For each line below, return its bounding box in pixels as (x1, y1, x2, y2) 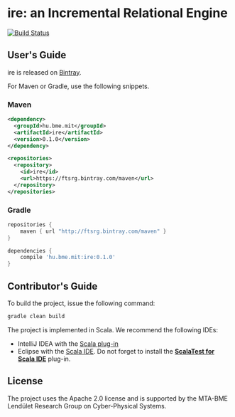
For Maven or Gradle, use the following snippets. (7, 82, 150, 90)
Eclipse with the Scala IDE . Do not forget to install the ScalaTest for (17, 347, 215, 355)
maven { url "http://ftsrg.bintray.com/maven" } (20, 228, 167, 235)
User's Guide (7, 49, 67, 61)
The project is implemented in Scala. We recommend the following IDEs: (7, 325, 219, 334)
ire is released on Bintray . (7, 68, 82, 76)
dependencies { (7, 247, 53, 254)
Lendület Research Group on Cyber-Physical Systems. (7, 401, 167, 410)
